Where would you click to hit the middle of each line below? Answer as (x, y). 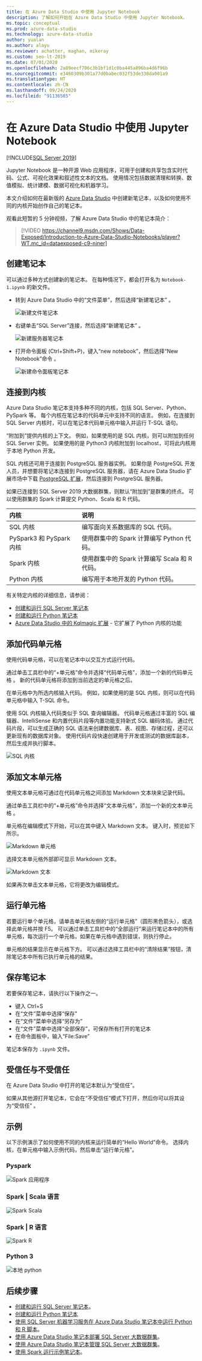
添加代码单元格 (34, 644)
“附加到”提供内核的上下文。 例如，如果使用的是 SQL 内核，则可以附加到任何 (100, 436)
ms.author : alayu (28, 46)
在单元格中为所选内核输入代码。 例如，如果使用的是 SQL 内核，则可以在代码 (101, 693)
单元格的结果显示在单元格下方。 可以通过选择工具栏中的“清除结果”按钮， (96, 949)
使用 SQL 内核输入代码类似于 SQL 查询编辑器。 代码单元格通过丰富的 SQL (97, 713)
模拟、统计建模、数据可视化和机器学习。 (61, 185)
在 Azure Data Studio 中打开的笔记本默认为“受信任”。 (72, 1085)
